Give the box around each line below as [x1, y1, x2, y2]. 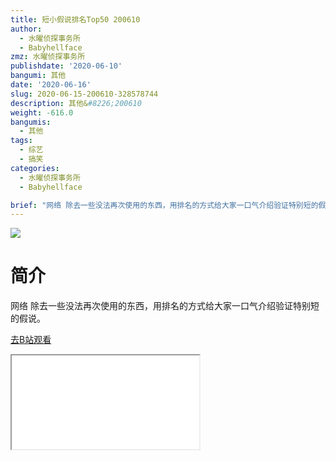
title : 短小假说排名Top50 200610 [10, 14, 141, 25]
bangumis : [10, 117, 52, 127]
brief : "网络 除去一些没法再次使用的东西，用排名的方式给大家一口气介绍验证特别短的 [10, 200, 319, 210]
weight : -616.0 [10, 107, 74, 118]
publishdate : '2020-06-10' [10, 61, 123, 71]
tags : [10, 136, 33, 146]
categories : [10, 163, 60, 173]
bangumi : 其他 [10, 71, 67, 81]
